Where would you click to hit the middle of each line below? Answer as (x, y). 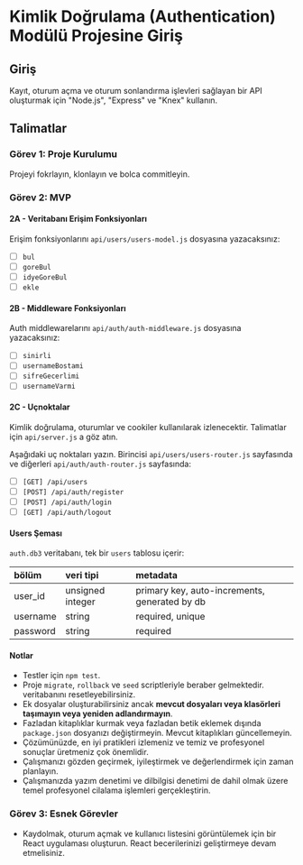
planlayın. (40, 771)
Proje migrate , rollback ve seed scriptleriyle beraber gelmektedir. (143, 685)
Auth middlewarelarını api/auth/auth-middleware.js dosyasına (125, 328)
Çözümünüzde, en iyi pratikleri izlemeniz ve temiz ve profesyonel (143, 742)
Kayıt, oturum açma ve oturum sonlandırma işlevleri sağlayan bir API (136, 91)
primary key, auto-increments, (201, 591)
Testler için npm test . (61, 676)
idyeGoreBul (45, 277)
